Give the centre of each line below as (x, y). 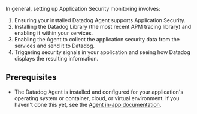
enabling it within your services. (54, 33)
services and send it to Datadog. (54, 46)
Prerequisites (31, 77)
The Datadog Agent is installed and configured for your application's (99, 92)
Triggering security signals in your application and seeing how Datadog (102, 52)
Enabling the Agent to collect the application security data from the (97, 39)
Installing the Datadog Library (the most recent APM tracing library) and (103, 27)
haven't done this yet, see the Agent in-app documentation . (88, 104)
